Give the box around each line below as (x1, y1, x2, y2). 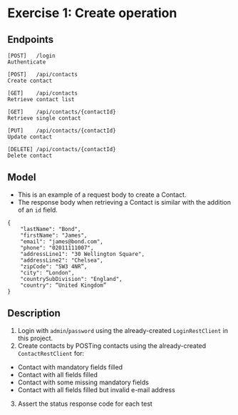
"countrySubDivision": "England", (20, 275, 123, 282)
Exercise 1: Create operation (7, 5, 177, 21)
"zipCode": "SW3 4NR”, (20, 262, 88, 270)
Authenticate (7, 58, 46, 66)
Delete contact (7, 152, 53, 159)
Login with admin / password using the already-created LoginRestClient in (17, 326, 228, 334)
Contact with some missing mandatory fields (17, 378, 150, 386)
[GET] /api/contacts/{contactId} (7, 108, 116, 116)
